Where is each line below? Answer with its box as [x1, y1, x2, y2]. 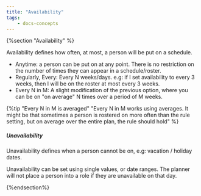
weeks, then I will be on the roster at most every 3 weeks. [15, 80, 160, 87]
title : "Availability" [6, 9, 64, 15]
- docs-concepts [17, 20, 59, 26]
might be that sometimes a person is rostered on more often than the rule [6, 111, 190, 119]
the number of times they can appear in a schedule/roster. [15, 67, 161, 74]
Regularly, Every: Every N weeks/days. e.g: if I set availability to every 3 [15, 74, 195, 81]
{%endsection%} [6, 184, 50, 191]
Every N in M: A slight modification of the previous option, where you [15, 87, 188, 94]
